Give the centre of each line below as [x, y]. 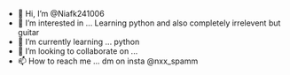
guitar [28, 32]
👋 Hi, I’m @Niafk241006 [61, 14]
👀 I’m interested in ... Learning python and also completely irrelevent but [149, 23]
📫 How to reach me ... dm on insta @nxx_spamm [108, 61]
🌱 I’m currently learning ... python [78, 41]
